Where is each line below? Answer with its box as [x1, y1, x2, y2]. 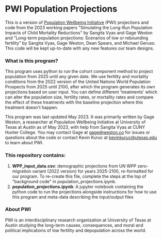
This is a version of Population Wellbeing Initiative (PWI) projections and [5, 19, 149, 25]
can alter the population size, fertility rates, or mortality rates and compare [5, 94, 154, 100]
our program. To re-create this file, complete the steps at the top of [12, 173, 146, 179]
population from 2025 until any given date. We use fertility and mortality [5, 74, 149, 80]
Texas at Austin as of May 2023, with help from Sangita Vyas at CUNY [5, 124, 146, 130]
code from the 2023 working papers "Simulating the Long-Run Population [5, 24, 153, 30]
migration [12, 168, 32, 174]
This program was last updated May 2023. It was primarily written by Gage [5, 114, 154, 120]
